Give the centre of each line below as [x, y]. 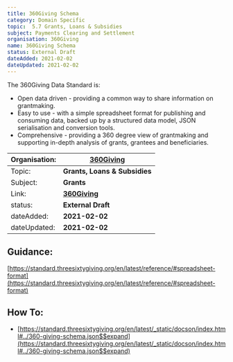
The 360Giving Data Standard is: [54, 84]
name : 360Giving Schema [42, 46]
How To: [25, 312]
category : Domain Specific [46, 20]
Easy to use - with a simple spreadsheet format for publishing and [111, 113]
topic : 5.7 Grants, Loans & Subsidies [65, 26]
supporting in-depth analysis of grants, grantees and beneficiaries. [113, 142]
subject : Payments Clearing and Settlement [71, 33]
